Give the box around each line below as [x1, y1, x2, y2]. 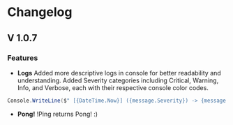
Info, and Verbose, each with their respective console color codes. [17, 83, 209, 91]
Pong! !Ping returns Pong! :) [17, 110, 98, 118]
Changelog [7, 4, 73, 20]
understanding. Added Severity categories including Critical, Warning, [17, 76, 219, 84]
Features [7, 53, 38, 63]
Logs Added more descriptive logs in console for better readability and [17, 68, 221, 77]
